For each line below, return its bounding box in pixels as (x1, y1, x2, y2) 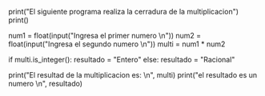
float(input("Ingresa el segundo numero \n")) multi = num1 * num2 (8, 39, 226, 49)
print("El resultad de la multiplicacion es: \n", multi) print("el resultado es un (8, 70, 258, 79)
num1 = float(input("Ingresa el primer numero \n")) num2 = (8, 31, 202, 40)
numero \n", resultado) (8, 79, 82, 88)
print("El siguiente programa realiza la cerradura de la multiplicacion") (8, 7, 239, 16)
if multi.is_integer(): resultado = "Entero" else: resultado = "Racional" (8, 55, 235, 64)
